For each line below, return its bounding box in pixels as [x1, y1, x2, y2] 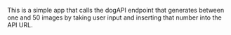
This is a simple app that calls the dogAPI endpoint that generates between [7, 6, 225, 14]
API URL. [7, 21, 33, 29]
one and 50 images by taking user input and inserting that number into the [7, 13, 223, 22]
